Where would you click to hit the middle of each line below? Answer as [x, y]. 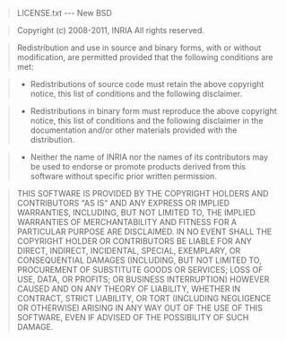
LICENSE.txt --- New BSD [65, 13]
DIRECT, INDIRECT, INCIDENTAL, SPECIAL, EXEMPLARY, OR [129, 251]
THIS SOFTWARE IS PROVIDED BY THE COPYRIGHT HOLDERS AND [143, 193]
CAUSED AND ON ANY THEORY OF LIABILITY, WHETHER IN [129, 289]
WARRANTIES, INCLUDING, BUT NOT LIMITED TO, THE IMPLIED [136, 213]
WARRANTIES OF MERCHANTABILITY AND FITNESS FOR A [127, 222]
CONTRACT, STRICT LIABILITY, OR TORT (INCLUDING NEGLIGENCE [144, 298]
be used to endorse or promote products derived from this [138, 166]
